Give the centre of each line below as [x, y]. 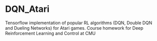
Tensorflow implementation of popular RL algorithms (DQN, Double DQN [79, 23]
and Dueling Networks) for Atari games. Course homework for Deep [74, 28]
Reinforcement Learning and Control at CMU [50, 33]
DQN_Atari [27, 9]
